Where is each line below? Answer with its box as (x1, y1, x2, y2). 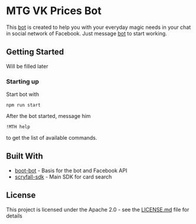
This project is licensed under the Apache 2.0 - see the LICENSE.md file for (6, 206, 190, 213)
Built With (6, 151, 43, 162)
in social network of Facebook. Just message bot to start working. (6, 29, 167, 37)
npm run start (6, 102, 41, 108)
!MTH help (6, 124, 31, 130)
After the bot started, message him (6, 113, 91, 120)
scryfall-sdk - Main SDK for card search (14, 173, 112, 180)
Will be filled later (6, 62, 48, 70)
